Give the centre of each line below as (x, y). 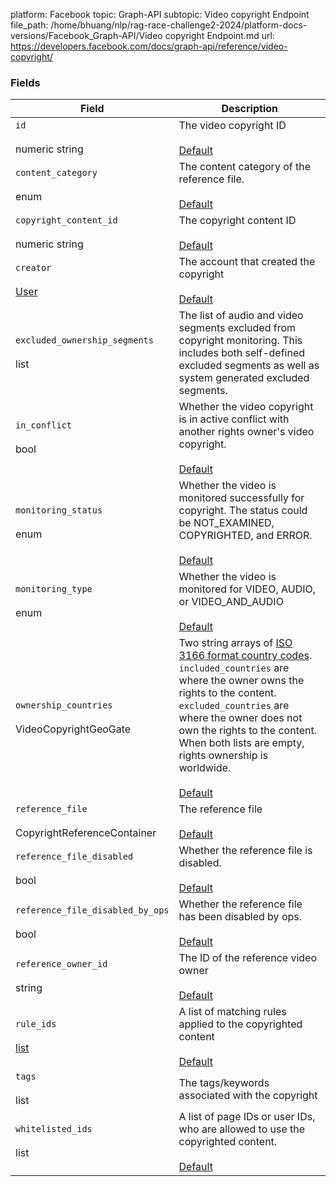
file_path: (29, 25)
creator (33, 268)
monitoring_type (54, 589)
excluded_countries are (234, 706)
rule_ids (36, 1024)
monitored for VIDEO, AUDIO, (247, 589)
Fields (25, 82)
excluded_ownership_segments (84, 340)
